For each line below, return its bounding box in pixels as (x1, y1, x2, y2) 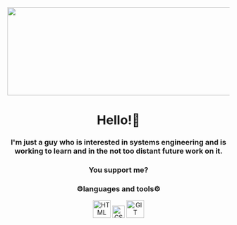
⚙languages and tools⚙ (76, 183, 161, 193)
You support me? (88, 165, 149, 175)
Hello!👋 (97, 112, 140, 128)
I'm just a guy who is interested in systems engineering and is (10, 138, 227, 147)
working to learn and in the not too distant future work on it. (14, 146, 223, 156)
